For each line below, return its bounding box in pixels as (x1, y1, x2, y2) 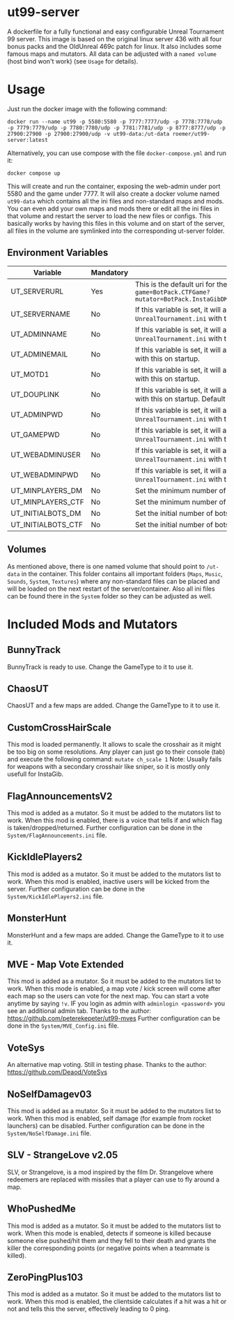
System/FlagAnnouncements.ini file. (7, 831, 107, 839)
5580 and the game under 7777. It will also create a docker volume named (7, 189, 220, 198)
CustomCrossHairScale (7, 722, 111, 733)
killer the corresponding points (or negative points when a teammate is (7, 1244, 210, 1252)
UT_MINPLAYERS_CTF (10, 497, 85, 507)
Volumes (7, 543, 47, 556)
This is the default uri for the (134, 279, 228, 289)
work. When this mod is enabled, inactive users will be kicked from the (7, 877, 210, 885)
